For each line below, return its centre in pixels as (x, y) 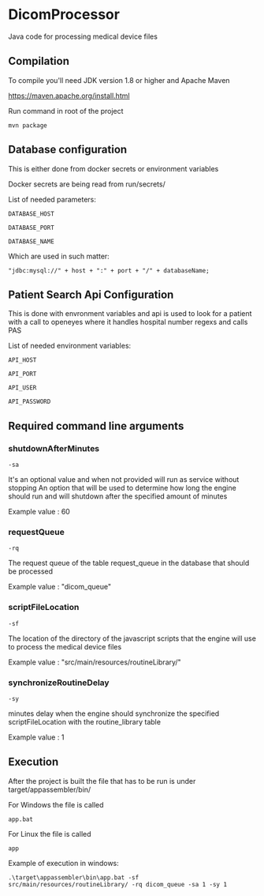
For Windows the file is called (56, 804)
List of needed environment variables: (70, 346)
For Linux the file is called (50, 834)
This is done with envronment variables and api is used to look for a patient (130, 314)
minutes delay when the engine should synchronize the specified (114, 713)
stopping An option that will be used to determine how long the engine (122, 488)
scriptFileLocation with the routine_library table (85, 721)
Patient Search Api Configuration (91, 294)
